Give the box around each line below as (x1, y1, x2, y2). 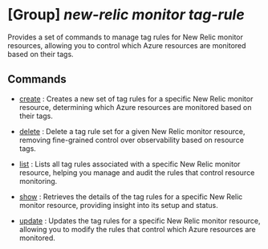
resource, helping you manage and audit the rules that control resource (18, 167, 255, 178)
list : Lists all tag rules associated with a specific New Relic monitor (18, 159, 241, 169)
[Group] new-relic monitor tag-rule (7, 6, 246, 24)
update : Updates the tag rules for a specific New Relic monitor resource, (18, 215, 261, 226)
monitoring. (18, 176, 58, 186)
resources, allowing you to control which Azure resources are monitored (7, 40, 246, 50)
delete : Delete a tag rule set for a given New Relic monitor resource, (18, 126, 246, 136)
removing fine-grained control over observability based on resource (18, 135, 244, 145)
